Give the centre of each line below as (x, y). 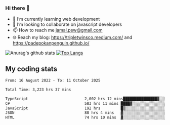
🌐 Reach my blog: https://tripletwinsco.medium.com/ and (72, 37)
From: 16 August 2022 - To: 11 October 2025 (53, 80)
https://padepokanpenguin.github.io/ (51, 43)
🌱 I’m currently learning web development (56, 19)
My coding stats (31, 69)
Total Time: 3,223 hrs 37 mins (38, 90)
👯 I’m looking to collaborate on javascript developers (67, 24)
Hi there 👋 (18, 8)
